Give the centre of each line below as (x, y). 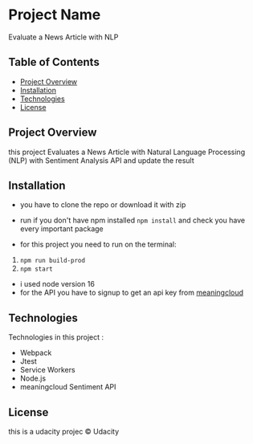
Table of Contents (54, 62)
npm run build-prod (53, 261)
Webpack (36, 353)
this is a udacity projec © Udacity (64, 432)
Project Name (55, 15)
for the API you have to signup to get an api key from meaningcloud (131, 293)
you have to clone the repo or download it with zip (103, 205)
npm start (37, 269)
